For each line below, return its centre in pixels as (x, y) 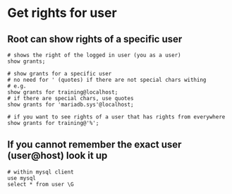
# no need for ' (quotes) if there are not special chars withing (107, 80)
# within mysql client (41, 172)
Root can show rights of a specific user (95, 39)
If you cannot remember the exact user (94, 145)
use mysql (22, 178)
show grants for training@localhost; (63, 92)
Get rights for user (62, 13)
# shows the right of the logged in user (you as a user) (94, 55)
